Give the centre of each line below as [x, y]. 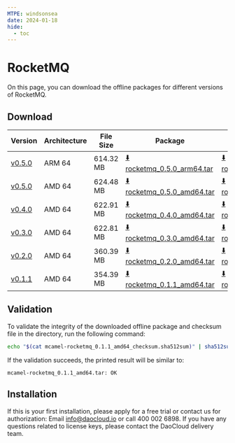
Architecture [66, 141]
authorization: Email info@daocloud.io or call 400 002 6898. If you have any [117, 419]
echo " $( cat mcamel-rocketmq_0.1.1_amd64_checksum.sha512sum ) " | [104, 346]
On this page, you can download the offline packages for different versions [115, 87]
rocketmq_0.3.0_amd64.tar [170, 238]
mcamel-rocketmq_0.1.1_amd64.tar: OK [62, 373]
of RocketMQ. [27, 94]
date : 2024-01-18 [33, 20]
